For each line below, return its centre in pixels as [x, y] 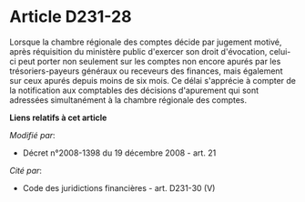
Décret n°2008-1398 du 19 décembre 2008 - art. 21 [119, 153]
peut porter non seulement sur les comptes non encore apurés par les [149, 61]
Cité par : [26, 170]
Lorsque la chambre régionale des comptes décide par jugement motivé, [146, 42]
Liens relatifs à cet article [58, 117]
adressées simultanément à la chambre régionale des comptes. [128, 100]
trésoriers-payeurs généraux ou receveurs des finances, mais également [146, 71]
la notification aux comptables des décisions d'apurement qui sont [134, 90]
